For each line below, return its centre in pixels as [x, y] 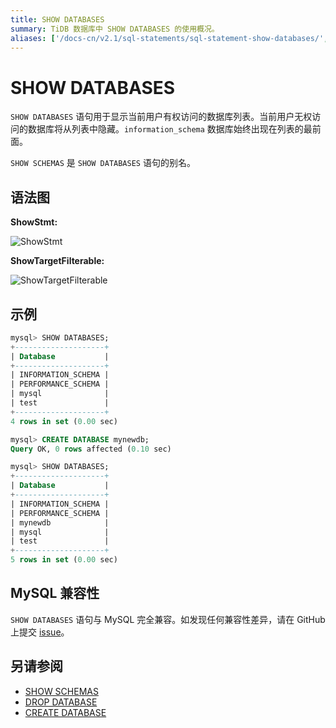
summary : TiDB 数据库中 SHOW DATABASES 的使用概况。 [115, 29]
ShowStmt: [34, 222]
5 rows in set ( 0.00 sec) [64, 560]
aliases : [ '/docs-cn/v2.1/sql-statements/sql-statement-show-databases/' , [169, 38]
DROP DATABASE [61, 702]
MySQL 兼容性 [55, 593]
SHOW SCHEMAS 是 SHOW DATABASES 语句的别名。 [103, 163]
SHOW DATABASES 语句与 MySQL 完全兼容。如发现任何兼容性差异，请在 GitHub [168, 619]
